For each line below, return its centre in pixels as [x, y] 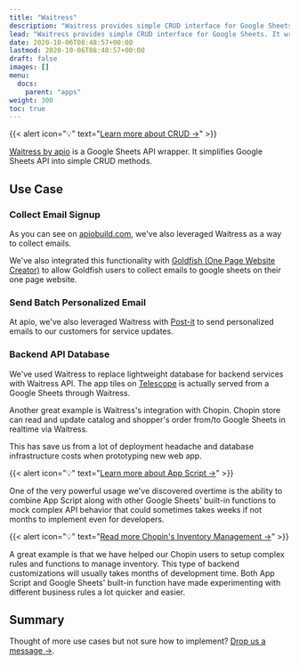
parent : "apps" [53, 92]
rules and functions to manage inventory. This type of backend [125, 564]
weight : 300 [31, 100]
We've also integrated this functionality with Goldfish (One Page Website [142, 260]
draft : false [33, 59]
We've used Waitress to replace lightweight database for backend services [146, 374]
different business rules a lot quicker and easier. [97, 592]
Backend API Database [60, 354]
